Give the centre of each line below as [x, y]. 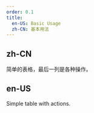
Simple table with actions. [39, 103]
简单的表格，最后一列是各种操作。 [49, 69]
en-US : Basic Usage [36, 23]
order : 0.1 [20, 12]
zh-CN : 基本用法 [31, 29]
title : [15, 18]
